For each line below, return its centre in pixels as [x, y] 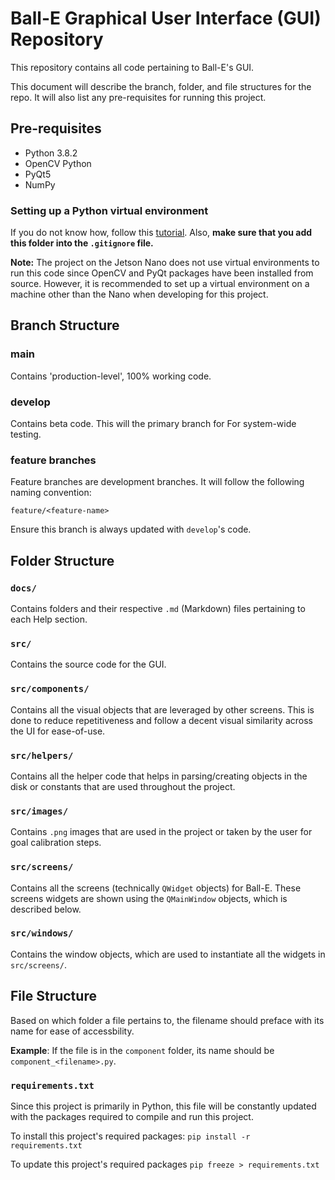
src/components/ [50, 689]
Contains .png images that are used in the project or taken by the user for [161, 832]
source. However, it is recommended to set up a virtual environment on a [160, 284]
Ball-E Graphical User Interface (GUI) [166, 18]
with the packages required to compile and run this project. [132, 1116]
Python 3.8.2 [51, 153]
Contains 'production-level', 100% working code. [111, 376]
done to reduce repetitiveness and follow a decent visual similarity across [161, 720]
